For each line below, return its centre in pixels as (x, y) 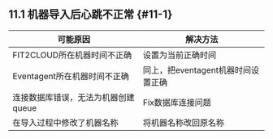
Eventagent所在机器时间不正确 (71, 76)
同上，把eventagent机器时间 (197, 69)
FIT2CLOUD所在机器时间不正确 (72, 55)
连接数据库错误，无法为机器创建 (74, 97)
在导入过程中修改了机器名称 (66, 122)
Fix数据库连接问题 (177, 102)
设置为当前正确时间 (180, 55)
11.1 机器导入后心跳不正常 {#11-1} (91, 15)
